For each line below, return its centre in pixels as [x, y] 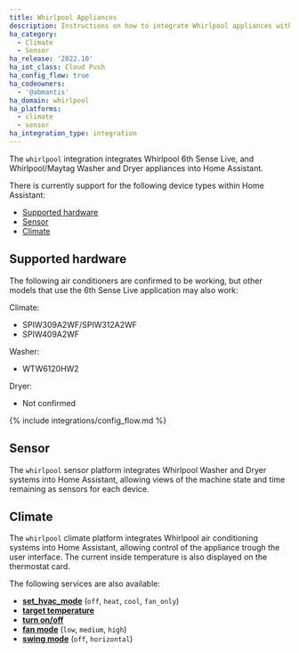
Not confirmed [48, 403]
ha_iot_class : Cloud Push [57, 68]
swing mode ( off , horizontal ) [77, 639]
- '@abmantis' [43, 92]
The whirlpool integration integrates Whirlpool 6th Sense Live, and [132, 159]
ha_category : [33, 34]
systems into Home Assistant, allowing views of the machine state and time [147, 479]
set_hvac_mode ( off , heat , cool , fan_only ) [101, 601]
